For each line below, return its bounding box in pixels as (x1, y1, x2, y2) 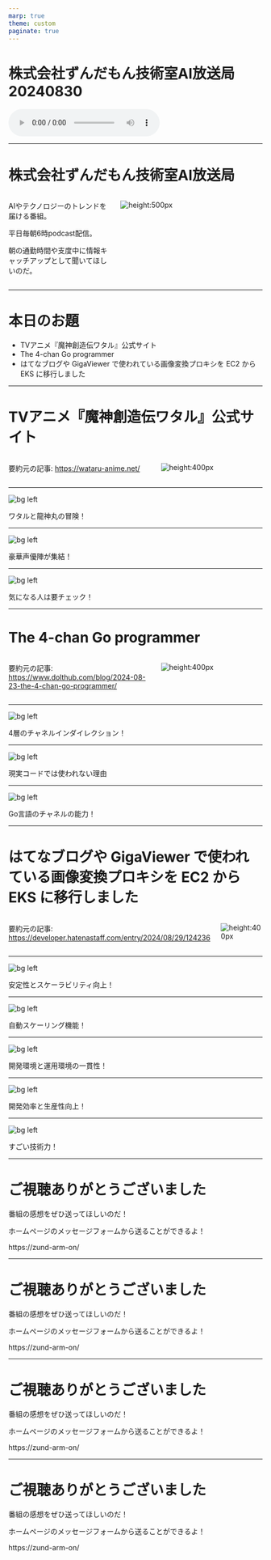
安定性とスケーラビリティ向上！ (8, 980, 115, 990)
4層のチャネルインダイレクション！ (8, 728, 127, 738)
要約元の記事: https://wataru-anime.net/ (8, 464, 140, 473)
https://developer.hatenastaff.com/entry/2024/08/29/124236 (8, 933, 211, 943)
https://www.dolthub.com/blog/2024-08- (8, 672, 146, 682)
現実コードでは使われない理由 (8, 769, 107, 778)
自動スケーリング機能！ (8, 1020, 86, 1030)
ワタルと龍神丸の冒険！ (8, 511, 86, 521)
